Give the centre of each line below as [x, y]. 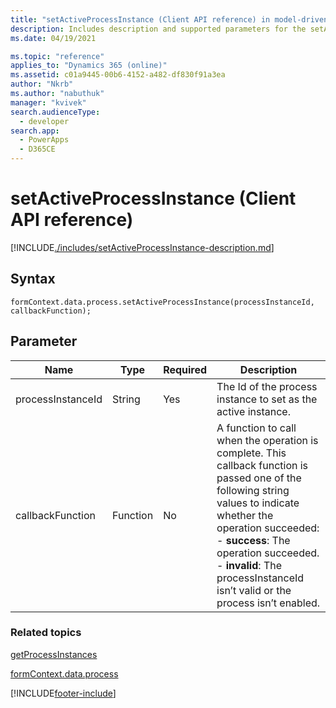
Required [185, 369]
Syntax [33, 279]
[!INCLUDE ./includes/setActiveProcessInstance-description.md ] [142, 247]
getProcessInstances [54, 654]
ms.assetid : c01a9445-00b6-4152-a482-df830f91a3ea [118, 75]
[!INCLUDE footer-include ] [63, 693]
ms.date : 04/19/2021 [53, 38]
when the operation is [267, 440]
